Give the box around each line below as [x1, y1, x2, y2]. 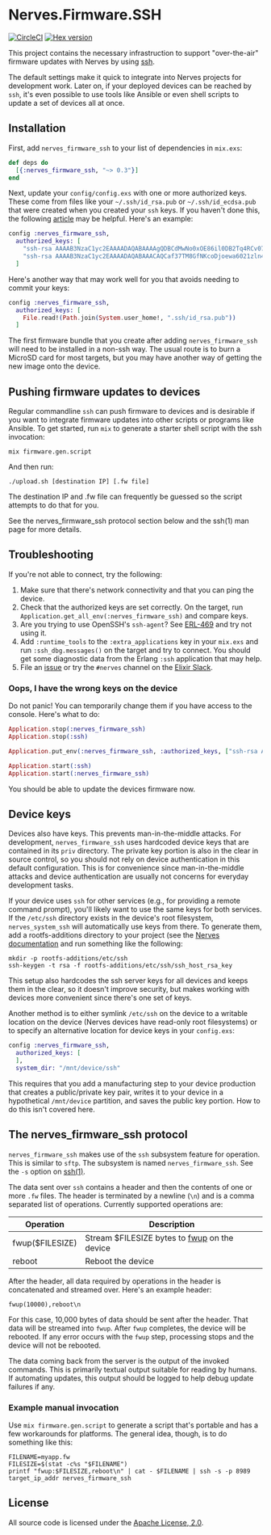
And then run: [8, 462, 54, 472]
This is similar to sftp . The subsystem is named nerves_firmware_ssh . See [8, 1158, 254, 1167]
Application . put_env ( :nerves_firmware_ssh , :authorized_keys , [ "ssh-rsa [8, 747, 258, 755]
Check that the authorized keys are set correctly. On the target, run [19, 602, 244, 612]
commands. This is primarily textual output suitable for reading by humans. [8, 1364, 257, 1374]
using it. [19, 628, 47, 638]
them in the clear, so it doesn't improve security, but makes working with [8, 985, 250, 994]
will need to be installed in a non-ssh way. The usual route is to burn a [8, 344, 240, 354]
